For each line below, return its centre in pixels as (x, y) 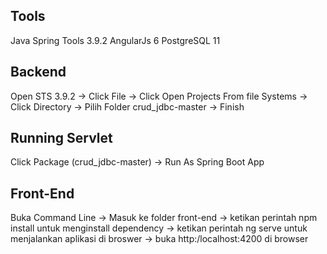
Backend (38, 72)
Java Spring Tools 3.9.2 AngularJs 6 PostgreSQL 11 (115, 40)
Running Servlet (61, 138)
